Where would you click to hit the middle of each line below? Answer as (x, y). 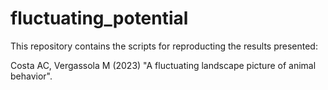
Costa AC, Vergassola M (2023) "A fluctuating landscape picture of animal (163, 65)
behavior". (31, 76)
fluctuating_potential (99, 18)
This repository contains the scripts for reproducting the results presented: (164, 46)
